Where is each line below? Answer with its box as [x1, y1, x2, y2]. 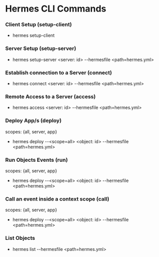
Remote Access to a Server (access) [5, 93, 96, 100]
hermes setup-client [12, 32, 55, 38]
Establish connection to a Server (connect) [5, 69, 112, 76]
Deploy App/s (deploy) [5, 117, 62, 124]
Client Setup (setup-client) [5, 21, 72, 28]
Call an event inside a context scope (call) [5, 195, 110, 202]
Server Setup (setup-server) [5, 45, 76, 52]
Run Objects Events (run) [5, 156, 68, 163]
